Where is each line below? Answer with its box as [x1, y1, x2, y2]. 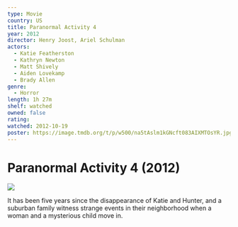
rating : [7, 116, 30, 123]
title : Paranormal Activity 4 [7, 23, 97, 31]
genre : [7, 83, 27, 90]
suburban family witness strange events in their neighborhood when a [7, 204, 212, 213]
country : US [7, 17, 42, 24]
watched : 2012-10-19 [7, 122, 69, 130]
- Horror [13, 89, 40, 96]
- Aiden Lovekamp [13, 70, 65, 77]
